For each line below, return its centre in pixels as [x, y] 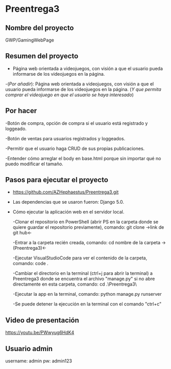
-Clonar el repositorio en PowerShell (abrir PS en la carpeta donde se [86, 222]
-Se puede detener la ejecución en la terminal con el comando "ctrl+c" [87, 304]
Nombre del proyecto [40, 28]
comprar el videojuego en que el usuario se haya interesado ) [70, 95]
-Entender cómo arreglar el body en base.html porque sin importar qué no [83, 158]
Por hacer [21, 111]
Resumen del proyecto [42, 56]
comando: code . [30, 264]
